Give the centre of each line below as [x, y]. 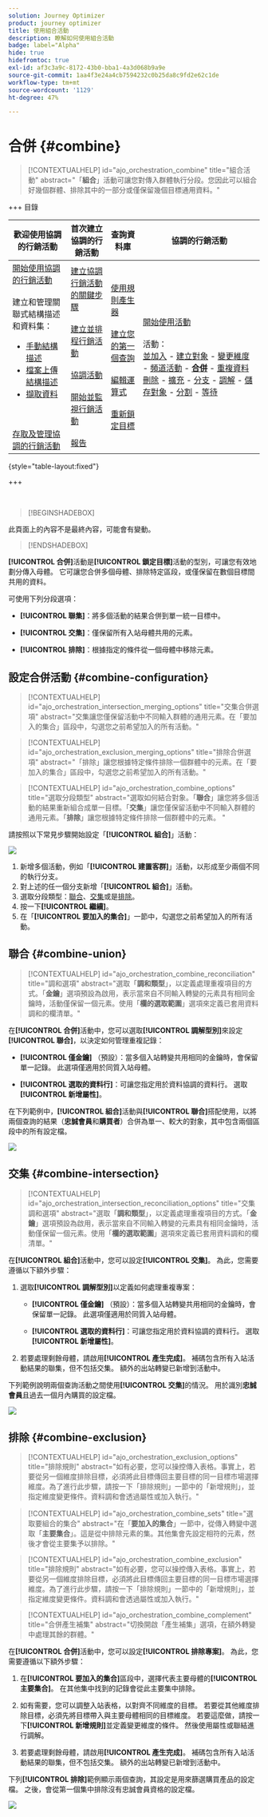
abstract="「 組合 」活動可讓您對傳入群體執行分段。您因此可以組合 [149, 180]
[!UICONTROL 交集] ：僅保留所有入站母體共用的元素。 [108, 633]
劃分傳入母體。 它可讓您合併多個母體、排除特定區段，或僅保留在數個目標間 [132, 572]
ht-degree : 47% [33, 98]
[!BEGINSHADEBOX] [61, 513]
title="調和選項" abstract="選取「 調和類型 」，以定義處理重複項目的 [136, 983]
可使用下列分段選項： [43, 599]
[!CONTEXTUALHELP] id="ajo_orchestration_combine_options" [132, 788]
